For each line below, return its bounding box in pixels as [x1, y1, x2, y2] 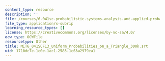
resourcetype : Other [5, 39, 48, 44]
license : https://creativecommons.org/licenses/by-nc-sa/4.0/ [5, 30, 135, 35]
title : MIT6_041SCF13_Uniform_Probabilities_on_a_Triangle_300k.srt [5, 44, 148, 49]
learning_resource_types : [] [5, 26, 65, 30]
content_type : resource [5, 7, 54, 12]
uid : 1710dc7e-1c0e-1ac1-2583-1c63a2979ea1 [5, 48, 96, 53]
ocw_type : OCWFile [5, 35, 43, 40]
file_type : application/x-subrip [5, 21, 74, 26]
